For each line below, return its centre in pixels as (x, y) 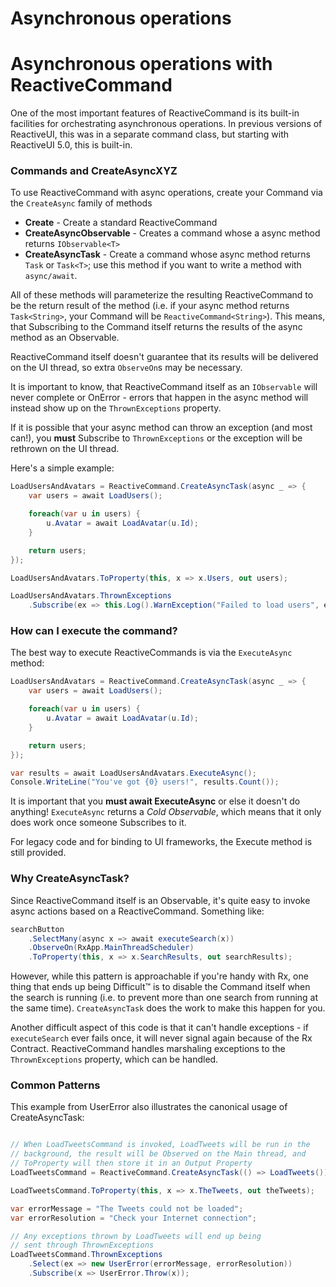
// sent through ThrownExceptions (82, 1245)
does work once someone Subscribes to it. (98, 823)
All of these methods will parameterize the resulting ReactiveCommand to (162, 295)
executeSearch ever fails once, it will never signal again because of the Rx (161, 1038)
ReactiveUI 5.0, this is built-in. (71, 145)
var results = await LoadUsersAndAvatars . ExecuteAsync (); (133, 773)
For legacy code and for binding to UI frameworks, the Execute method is (161, 842)
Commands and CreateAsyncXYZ (94, 171)
